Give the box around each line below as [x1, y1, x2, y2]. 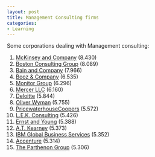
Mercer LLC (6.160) [15, 86, 64, 94]
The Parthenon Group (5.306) [15, 144, 90, 151]
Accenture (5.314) [15, 137, 61, 145]
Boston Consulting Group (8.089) [15, 60, 98, 68]
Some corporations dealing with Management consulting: [7, 42, 150, 50]
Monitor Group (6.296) [15, 80, 72, 87]
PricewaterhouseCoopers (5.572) [15, 105, 99, 112]
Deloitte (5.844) [15, 92, 55, 100]
